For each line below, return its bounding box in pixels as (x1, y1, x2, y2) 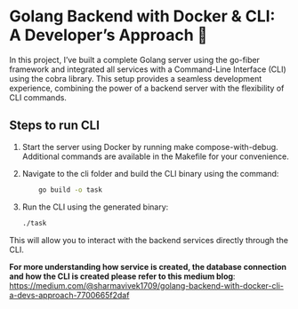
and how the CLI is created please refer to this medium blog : (9, 271, 236, 281)
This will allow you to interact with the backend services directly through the (9, 234, 289, 245)
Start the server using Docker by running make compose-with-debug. (21, 141, 278, 152)
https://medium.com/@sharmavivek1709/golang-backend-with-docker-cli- (9, 280, 285, 290)
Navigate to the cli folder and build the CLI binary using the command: (21, 168, 279, 178)
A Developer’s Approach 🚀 (9, 25, 208, 45)
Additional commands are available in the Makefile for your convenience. (21, 151, 289, 162)
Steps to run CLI (9, 118, 101, 133)
